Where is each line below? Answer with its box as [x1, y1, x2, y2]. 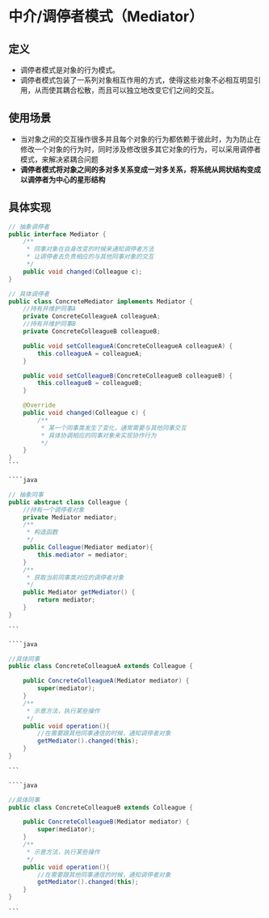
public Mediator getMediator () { [23, 588, 136, 597]
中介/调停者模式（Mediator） [8, 7, 204, 26]
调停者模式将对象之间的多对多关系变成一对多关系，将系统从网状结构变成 [19, 164, 261, 174]
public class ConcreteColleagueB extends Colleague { [8, 803, 194, 811]
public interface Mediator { [8, 230, 107, 239]
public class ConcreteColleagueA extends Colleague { [8, 662, 194, 671]
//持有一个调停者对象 [23, 506, 85, 514]
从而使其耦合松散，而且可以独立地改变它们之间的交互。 [34, 86, 219, 95]
